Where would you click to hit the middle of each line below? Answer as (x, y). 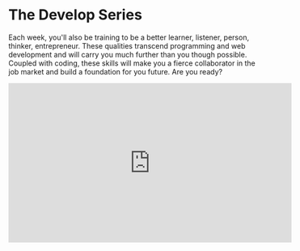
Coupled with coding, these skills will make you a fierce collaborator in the (132, 63)
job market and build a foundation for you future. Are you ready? (116, 71)
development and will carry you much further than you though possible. (128, 54)
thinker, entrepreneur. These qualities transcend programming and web (127, 45)
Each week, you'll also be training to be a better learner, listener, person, (129, 37)
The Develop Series (76, 15)
